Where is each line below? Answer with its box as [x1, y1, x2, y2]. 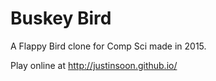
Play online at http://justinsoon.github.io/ [10, 59, 178, 71]
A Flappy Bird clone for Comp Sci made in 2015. [10, 40, 207, 52]
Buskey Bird [10, 7, 112, 30]
